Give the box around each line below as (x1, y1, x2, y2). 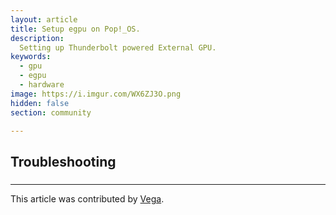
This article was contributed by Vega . (10, 192, 165, 205)
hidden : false (10, 98, 70, 108)
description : (10, 33, 65, 43)
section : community (10, 107, 92, 118)
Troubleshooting (10, 153, 117, 170)
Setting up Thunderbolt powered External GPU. (19, 42, 217, 53)
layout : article (10, 14, 78, 25)
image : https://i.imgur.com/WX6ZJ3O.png (10, 89, 182, 99)
